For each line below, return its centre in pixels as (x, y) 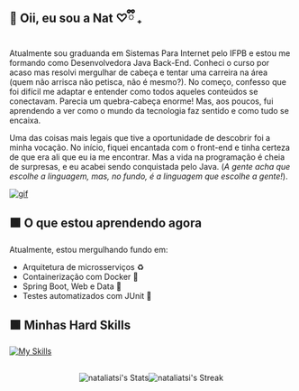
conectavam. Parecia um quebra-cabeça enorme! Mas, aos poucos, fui (141, 101)
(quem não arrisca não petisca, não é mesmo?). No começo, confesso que (148, 81)
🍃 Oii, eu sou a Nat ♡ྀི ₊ (76, 19)
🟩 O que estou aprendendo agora (106, 223)
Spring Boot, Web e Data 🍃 (72, 286)
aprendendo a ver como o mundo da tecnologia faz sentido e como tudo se (149, 110)
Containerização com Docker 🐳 (80, 276)
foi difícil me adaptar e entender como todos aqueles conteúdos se (134, 91)
